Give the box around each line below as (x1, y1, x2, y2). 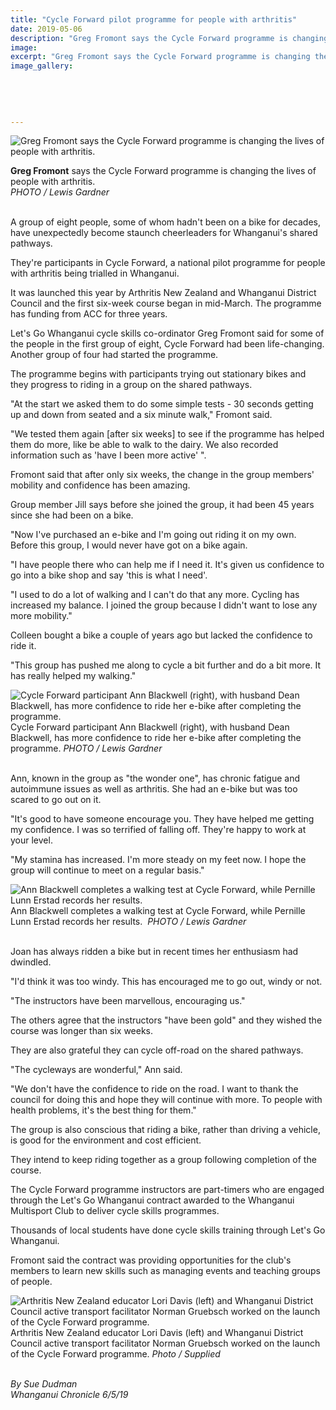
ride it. (10, 640, 37, 652)
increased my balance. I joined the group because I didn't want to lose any (10, 599, 318, 611)
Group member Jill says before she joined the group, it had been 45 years (10, 499, 315, 511)
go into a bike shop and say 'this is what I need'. (10, 569, 208, 581)
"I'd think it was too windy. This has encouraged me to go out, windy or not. (10, 976, 323, 988)
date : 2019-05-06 (10, 24, 83, 34)
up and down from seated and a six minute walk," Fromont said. (10, 409, 273, 421)
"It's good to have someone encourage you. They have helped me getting (10, 813, 315, 825)
